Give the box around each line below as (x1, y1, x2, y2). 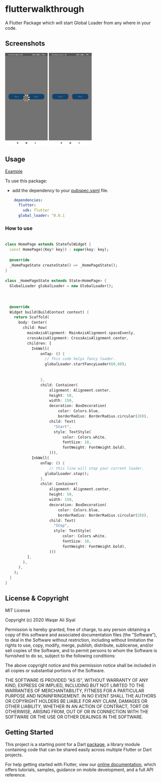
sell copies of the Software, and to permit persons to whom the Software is (5, 647, 158, 653)
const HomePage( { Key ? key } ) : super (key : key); (9, 247, 109, 252)
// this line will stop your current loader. (49, 466, 144, 471)
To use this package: (5, 178, 48, 184)
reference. (5, 772, 26, 778)
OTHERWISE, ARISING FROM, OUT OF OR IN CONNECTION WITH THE (5, 708, 149, 714)
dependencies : (14, 198, 43, 203)
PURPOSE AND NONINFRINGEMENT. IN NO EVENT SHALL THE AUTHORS (5, 693, 157, 699)
